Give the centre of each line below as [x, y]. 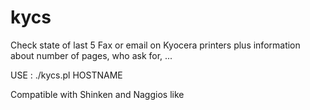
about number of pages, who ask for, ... [91, 55]
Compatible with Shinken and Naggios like [97, 94]
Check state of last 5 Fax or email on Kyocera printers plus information [155, 45]
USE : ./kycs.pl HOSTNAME [66, 75]
